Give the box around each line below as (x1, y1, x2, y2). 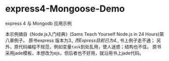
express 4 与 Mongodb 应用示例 (5, 20, 72, 26)
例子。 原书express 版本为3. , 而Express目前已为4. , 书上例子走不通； (14, 37, 155, 43)
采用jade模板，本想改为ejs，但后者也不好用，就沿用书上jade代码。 (5, 50, 144, 56)
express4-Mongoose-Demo (5, 3, 125, 15)
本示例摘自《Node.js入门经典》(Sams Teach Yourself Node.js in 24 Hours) (5, 31, 160, 37)
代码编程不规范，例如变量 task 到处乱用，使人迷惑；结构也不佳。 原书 (18, 43, 161, 49)
